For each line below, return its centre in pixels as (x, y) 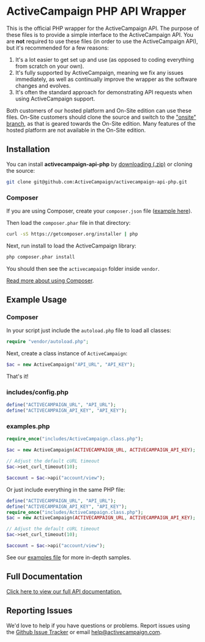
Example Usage (37, 300)
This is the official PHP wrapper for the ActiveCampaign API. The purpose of (103, 28)
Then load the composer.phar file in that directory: (69, 222)
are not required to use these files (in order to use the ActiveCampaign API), (102, 41)
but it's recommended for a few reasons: (58, 48)
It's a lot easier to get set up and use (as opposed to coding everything (105, 59)
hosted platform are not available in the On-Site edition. (76, 130)
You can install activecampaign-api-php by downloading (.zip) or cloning (99, 164)
